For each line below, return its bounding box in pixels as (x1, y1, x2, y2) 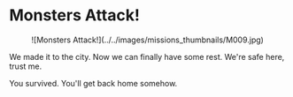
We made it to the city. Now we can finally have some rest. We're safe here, (9, 51, 285, 62)
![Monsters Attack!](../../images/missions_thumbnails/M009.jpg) (31, 34, 264, 45)
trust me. (9, 61, 42, 71)
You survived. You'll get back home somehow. (9, 78, 178, 88)
